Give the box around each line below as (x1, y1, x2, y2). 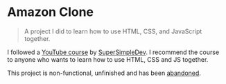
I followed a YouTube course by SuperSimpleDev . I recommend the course (7, 48, 220, 56)
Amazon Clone (7, 4, 94, 20)
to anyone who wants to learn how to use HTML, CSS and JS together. (7, 55, 209, 63)
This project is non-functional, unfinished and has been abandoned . (7, 69, 201, 77)
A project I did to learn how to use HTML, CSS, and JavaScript (24, 27, 202, 35)
